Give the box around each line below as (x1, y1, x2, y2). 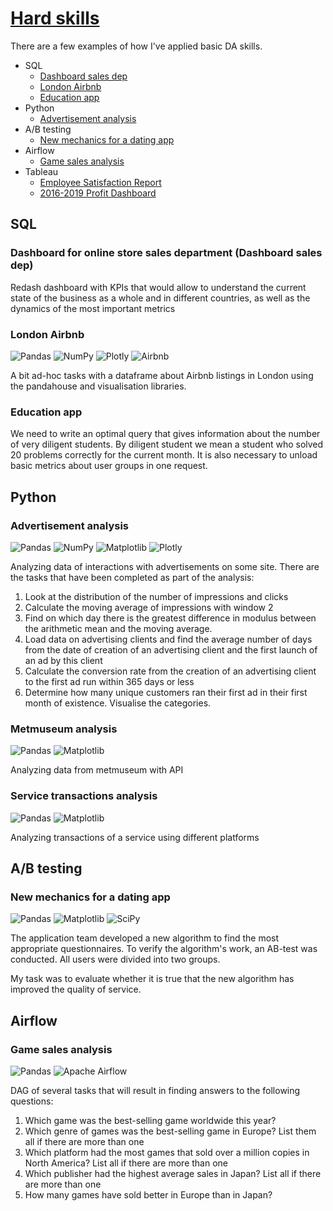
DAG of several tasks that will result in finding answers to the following (10, 1084, 301, 1096)
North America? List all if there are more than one (24, 1157, 229, 1169)
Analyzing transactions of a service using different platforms (10, 831, 260, 843)
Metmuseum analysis (10, 722, 118, 736)
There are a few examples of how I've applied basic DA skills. (10, 40, 263, 52)
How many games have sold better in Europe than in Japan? (24, 1188, 273, 1201)
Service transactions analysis (10, 789, 158, 803)
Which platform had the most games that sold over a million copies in (24, 1146, 310, 1158)
